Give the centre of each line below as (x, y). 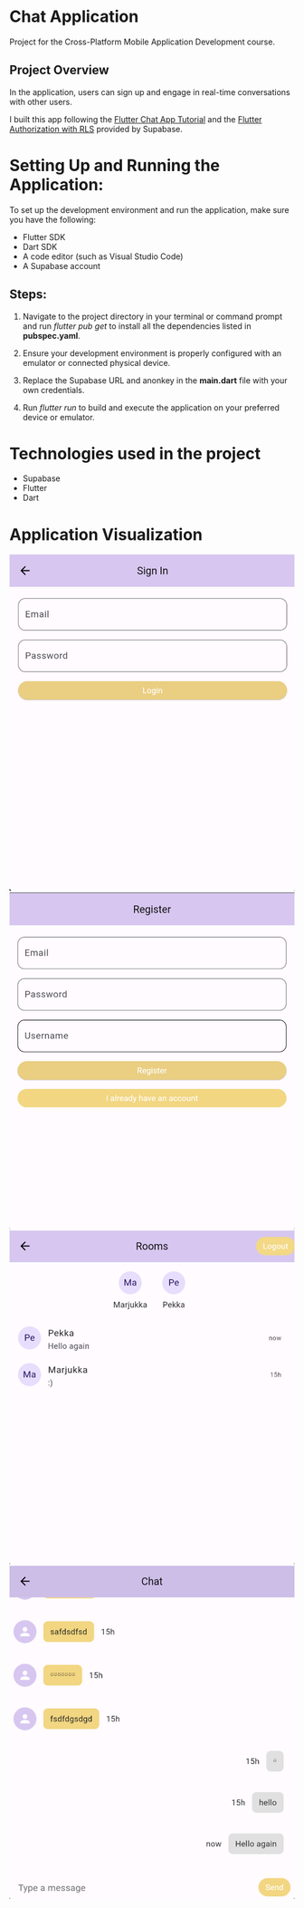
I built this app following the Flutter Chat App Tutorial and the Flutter (136, 119)
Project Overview (59, 70)
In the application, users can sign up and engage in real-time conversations (150, 92)
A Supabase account (62, 265)
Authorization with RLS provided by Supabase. (96, 129)
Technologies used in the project (135, 453)
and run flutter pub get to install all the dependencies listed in (137, 326)
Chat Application (74, 17)
